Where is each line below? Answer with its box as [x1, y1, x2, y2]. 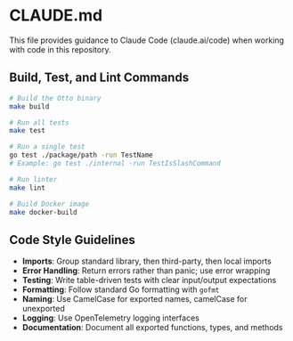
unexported [21, 304, 65, 314]
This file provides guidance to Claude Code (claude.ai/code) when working [9, 35, 285, 45]
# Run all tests [9, 118, 69, 127]
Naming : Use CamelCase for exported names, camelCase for [21, 294, 248, 304]
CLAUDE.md [9, 5, 103, 26]
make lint [9, 183, 46, 192]
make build [9, 101, 50, 111]
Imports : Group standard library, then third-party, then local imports [21, 256, 272, 267]
